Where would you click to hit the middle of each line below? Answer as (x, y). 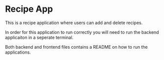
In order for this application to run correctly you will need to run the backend (82, 32)
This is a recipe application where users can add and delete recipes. (74, 23)
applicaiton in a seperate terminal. (39, 37)
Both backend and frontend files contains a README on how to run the (76, 47)
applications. (18, 52)
